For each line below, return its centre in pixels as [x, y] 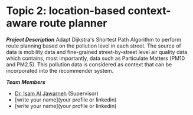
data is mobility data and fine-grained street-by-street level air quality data [97, 52]
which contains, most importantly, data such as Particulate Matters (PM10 [96, 58]
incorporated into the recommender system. [60, 70]
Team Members [26, 82]
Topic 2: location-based [66, 11]
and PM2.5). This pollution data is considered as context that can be [89, 64]
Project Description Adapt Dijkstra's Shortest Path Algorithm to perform [94, 39]
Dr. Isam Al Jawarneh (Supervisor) [56, 93]
